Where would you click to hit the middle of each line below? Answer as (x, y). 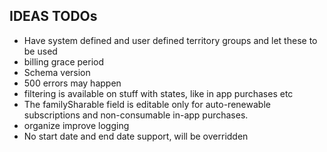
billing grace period (64, 61)
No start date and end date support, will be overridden (136, 136)
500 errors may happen (72, 83)
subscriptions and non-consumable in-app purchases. (136, 115)
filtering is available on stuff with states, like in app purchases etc (158, 93)
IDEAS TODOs (53, 16)
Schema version (57, 72)
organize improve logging (76, 125)
